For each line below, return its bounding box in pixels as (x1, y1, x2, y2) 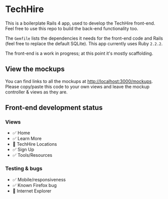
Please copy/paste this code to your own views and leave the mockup (5, 83, 149, 89)
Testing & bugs (5, 165, 43, 172)
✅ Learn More (12, 136, 42, 142)
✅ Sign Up (12, 147, 34, 153)
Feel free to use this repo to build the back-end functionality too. (5, 25, 138, 31)
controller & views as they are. (5, 89, 68, 95)
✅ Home (12, 130, 30, 136)
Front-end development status (5, 104, 103, 112)
